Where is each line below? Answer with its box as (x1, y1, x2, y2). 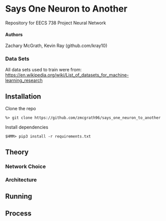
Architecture (5, 176, 37, 184)
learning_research (5, 77, 43, 83)
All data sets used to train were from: (5, 67, 82, 73)
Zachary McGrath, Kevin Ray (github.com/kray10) (5, 42, 108, 49)
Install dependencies (5, 124, 49, 130)
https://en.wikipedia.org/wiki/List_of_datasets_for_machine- (5, 72, 129, 78)
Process (5, 209, 32, 218)
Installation (5, 92, 41, 101)
